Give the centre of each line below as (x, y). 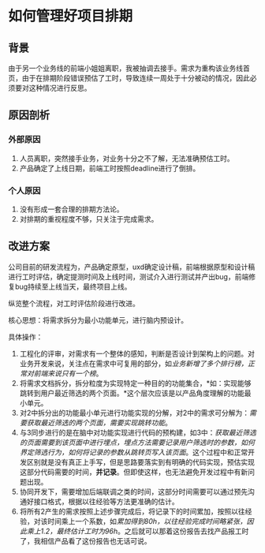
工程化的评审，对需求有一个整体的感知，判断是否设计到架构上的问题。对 (137, 353)
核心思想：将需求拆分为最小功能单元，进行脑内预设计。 (98, 319)
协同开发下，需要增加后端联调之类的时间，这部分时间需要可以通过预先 (134, 491)
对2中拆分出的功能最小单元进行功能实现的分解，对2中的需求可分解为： (134, 413)
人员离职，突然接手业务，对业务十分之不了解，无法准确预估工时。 (127, 158)
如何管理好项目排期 (71, 16)
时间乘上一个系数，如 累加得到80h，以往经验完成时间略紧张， (147, 521)
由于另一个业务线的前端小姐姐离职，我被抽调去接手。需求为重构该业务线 (125, 68)
